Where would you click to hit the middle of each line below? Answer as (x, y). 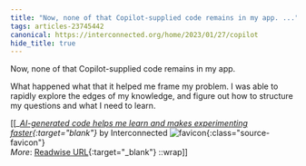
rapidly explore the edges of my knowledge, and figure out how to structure (152, 96)
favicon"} (28, 142)
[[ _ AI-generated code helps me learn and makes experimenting (129, 123)
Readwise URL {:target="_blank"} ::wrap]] (111, 152)
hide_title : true (43, 43)
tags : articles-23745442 (57, 26)
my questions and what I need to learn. (83, 106)
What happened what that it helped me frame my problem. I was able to (144, 86)
